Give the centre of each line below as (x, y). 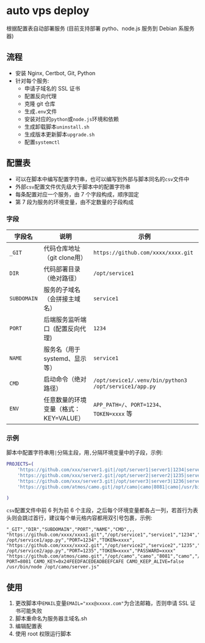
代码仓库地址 (62, 248)
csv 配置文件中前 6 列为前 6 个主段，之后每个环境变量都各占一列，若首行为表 (102, 510)
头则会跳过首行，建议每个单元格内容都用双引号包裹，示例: (79, 518)
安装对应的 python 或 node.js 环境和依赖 (71, 119)
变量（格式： (62, 409)
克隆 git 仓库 (40, 103)
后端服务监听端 (65, 319)
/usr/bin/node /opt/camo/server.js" (53, 567)
